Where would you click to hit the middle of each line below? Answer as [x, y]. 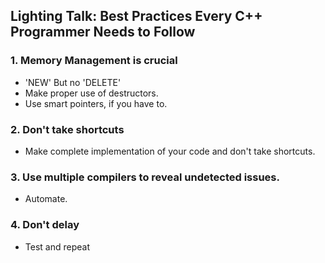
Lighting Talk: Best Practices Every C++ [136, 16]
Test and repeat [57, 246]
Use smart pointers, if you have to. [96, 103]
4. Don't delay [45, 225]
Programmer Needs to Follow [103, 32]
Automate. [46, 199]
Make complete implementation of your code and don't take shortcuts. [170, 151]
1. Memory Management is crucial [94, 61]
